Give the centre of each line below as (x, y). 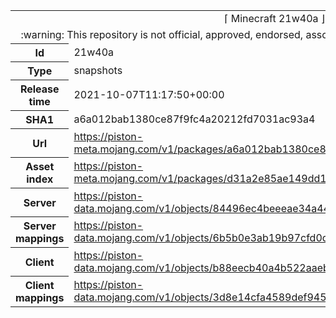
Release (39, 89)
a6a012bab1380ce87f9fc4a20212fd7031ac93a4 (194, 119)
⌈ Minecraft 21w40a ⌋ (275, 18)
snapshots (98, 70)
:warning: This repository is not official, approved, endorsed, (162, 34)
